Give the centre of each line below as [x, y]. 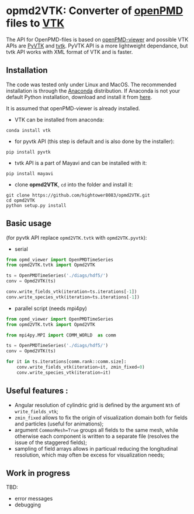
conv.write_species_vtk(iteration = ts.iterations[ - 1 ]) [73, 297]
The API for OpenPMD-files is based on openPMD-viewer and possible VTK [97, 39]
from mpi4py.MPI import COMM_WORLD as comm [61, 335]
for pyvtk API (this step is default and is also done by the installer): [94, 141]
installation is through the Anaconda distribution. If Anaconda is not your [93, 91]
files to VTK [35, 23]
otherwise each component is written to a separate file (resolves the [97, 436]
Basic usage [29, 224]
